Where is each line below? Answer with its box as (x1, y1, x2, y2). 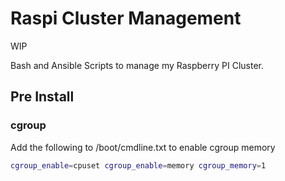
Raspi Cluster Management (10, 7, 242, 30)
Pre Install (10, 88, 75, 106)
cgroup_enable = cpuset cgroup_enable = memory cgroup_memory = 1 (10, 160, 267, 171)
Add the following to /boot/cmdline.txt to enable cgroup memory (10, 141, 276, 153)
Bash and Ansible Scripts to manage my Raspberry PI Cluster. (10, 59, 264, 71)
